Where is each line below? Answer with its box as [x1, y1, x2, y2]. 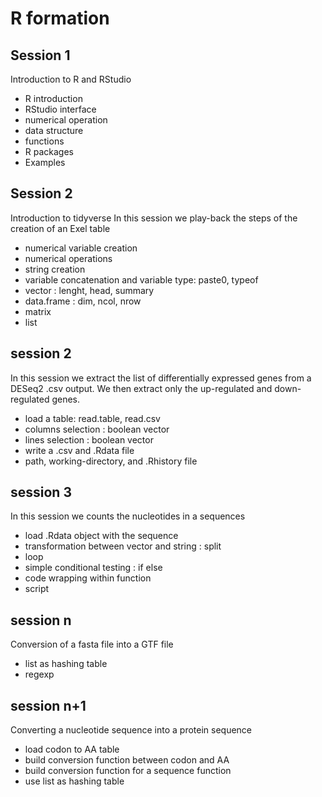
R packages [24, 146, 74, 157]
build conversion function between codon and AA [24, 754, 230, 766]
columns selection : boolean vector [24, 423, 170, 435]
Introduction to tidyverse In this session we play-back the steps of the [10, 212, 298, 224]
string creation [24, 263, 86, 275]
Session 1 [10, 47, 71, 64]
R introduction [24, 93, 83, 104]
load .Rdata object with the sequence [24, 530, 179, 542]
